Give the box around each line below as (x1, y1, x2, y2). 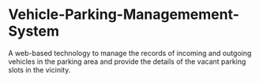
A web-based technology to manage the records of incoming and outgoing (8, 48, 252, 58)
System (8, 22, 60, 40)
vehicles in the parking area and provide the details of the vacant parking (8, 57, 246, 66)
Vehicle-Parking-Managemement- (8, 6, 239, 24)
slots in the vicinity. (8, 65, 71, 74)
